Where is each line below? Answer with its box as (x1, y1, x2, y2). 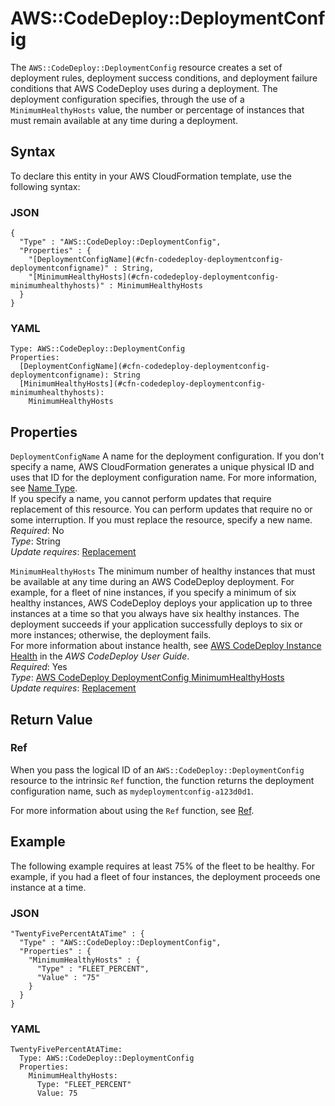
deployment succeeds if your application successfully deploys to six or (10, 618, 303, 631)
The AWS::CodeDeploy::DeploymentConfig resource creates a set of (10, 61, 283, 73)
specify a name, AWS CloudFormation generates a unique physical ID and (10, 461, 315, 473)
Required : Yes (10, 661, 68, 673)
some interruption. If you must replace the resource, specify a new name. (10, 514, 313, 526)
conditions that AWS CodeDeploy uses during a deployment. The (10, 82, 278, 94)
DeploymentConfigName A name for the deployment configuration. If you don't (10, 450, 325, 462)
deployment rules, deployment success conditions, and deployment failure (10, 72, 318, 84)
